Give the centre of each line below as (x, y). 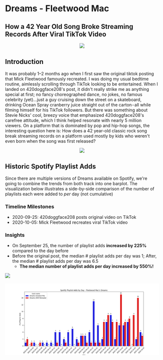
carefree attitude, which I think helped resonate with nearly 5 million (73, 120)
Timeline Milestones (30, 207)
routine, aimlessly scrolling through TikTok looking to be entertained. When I (81, 84)
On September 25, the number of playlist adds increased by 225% (79, 246)
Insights (15, 235)
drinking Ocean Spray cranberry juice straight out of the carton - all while (78, 105)
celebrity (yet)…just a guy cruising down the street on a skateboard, (73, 99)
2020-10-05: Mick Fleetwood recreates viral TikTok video (70, 222)
